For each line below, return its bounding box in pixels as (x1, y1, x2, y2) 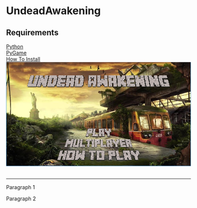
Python (6, 43, 23, 50)
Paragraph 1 (6, 183, 35, 190)
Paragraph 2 (6, 195, 36, 202)
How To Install (6, 56, 40, 62)
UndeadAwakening (6, 4, 101, 18)
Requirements (6, 28, 59, 38)
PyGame (6, 49, 27, 56)
